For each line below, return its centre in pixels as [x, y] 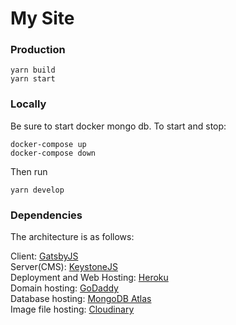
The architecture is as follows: [72, 237]
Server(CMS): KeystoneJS [64, 267]
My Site [42, 18]
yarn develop [37, 190]
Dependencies [46, 215]
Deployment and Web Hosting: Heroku [89, 278]
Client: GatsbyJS [44, 256]
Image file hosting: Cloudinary [72, 309]
